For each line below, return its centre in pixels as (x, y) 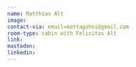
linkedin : (22, 53)
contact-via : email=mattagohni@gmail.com (68, 27)
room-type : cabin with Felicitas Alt (62, 33)
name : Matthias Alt (36, 14)
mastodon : (22, 46)
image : (17, 20)
